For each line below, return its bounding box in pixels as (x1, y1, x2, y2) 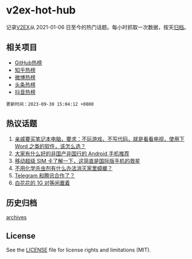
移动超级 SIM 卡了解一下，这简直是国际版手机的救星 (14, 157, 141, 164)
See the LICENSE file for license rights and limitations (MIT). (6, 247, 151, 254)
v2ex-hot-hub (6, 4, 76, 17)
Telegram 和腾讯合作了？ (14, 172, 75, 179)
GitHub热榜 (14, 59, 42, 66)
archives (6, 214, 27, 221)
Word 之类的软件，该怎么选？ (14, 142, 86, 149)
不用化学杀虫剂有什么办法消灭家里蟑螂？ (14, 165, 113, 172)
